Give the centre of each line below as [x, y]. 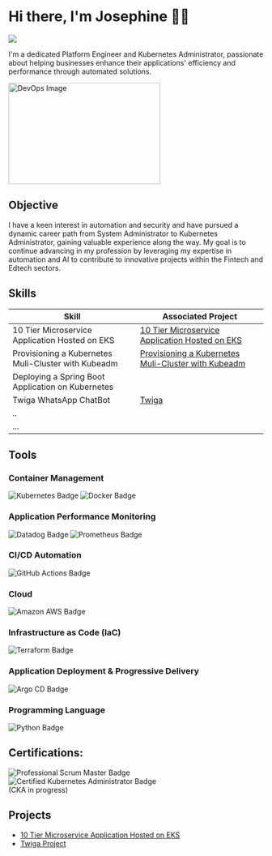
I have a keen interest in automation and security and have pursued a [123, 225]
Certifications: [46, 753]
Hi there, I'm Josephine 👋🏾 [99, 17]
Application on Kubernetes [63, 387]
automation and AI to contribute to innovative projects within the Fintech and [136, 259]
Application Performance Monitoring [82, 516]
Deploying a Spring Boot [59, 376]
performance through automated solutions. [80, 71]
